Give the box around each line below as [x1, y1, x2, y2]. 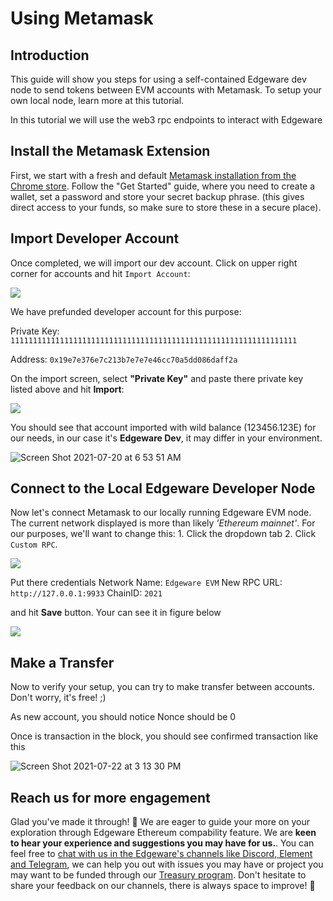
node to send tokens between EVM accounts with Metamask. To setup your [10, 84, 322, 96]
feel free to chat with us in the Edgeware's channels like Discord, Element [10, 848, 313, 860]
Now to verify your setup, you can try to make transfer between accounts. [10, 681, 315, 693]
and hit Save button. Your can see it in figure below [10, 607, 222, 619]
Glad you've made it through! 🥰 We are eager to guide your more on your [10, 816, 311, 828]
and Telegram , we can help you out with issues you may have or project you [10, 858, 324, 871]
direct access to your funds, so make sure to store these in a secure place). [10, 201, 322, 213]
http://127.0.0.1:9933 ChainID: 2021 [10, 587, 163, 599]
